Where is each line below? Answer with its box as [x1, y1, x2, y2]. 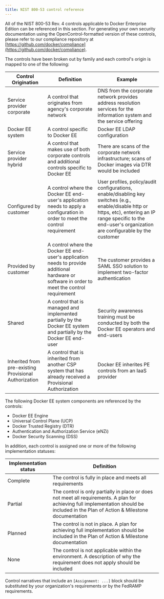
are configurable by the [97, 227, 151, 234]
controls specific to [47, 164, 92, 171]
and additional [47, 158, 81, 165]
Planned [7, 530, 27, 536]
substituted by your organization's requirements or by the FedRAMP [5, 583, 142, 589]
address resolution [97, 99, 141, 106]
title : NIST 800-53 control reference [5, 7, 84, 12]
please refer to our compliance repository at [5, 36, 94, 42]
